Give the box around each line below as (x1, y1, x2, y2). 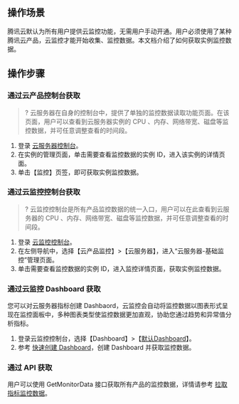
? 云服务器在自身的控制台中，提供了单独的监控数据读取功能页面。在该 (24, 108, 230, 117)
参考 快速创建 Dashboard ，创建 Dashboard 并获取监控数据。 (17, 344, 196, 352)
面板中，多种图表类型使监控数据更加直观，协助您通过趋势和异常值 (31, 310, 225, 319)
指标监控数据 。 (7, 389, 51, 398)
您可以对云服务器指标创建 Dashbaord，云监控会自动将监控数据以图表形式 (7, 302, 223, 310)
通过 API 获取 (7, 363, 53, 373)
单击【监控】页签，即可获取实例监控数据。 (17, 168, 143, 176)
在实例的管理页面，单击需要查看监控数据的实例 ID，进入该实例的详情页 (17, 150, 225, 159)
